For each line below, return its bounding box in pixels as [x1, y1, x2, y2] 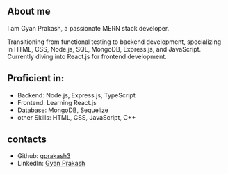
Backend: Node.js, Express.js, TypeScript [17, 90, 136, 100]
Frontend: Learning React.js [17, 98, 97, 106]
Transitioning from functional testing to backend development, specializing [7, 38, 221, 46]
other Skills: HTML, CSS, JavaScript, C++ [17, 113, 136, 121]
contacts [7, 134, 47, 145]
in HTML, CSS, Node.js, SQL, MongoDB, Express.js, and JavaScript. [7, 45, 202, 53]
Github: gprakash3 [17, 152, 71, 160]
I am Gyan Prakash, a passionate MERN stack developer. [7, 24, 170, 32]
